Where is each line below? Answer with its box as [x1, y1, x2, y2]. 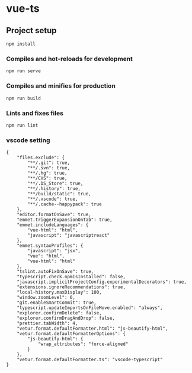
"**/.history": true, [27, 186, 81, 192]
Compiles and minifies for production [6, 82, 116, 90]
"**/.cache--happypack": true [27, 201, 102, 207]
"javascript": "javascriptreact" [27, 233, 110, 239]
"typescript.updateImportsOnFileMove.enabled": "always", [17, 305, 163, 311]
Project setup [6, 25, 57, 36]
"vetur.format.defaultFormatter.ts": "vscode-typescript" [17, 357, 163, 363]
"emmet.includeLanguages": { [17, 222, 89, 228]
